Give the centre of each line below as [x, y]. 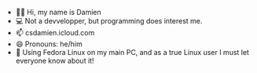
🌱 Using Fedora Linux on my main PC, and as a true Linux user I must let [132, 52]
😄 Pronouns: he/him [49, 44]
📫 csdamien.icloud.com [55, 33]
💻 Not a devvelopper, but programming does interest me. [109, 21]
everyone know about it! [55, 60]
